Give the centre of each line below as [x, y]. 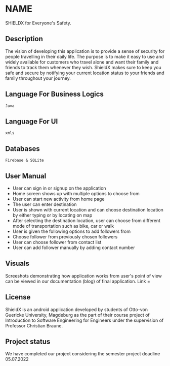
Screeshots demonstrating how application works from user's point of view [83, 276]
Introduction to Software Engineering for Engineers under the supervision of [84, 320]
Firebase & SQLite [25, 161]
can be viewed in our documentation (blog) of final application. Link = [78, 281]
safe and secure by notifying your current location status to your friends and [85, 73]
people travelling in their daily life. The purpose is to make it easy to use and [85, 56]
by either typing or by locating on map [52, 215]
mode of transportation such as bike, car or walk [63, 226]
